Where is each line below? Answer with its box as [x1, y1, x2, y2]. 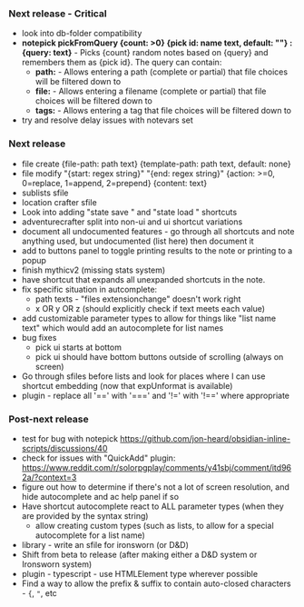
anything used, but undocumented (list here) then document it [21, 235, 255, 246]
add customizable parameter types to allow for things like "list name [21, 313, 277, 323]
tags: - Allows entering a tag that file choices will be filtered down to [34, 105, 292, 116]
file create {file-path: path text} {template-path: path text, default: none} [21, 158, 291, 169]
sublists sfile [21, 187, 69, 198]
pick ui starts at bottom [34, 342, 122, 353]
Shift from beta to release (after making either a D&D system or [21, 549, 258, 560]
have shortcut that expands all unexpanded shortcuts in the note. [21, 274, 266, 284]
